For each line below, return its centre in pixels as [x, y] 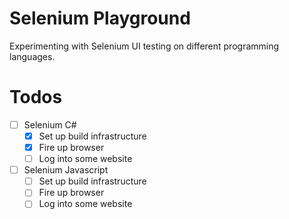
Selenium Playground [100, 18]
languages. [32, 56]
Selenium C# [50, 124]
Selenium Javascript [66, 170]
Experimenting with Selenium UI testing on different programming [144, 46]
